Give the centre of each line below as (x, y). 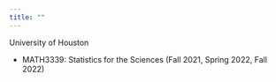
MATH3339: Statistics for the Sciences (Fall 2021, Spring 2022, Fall (145, 59)
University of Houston (49, 42)
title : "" (27, 17)
